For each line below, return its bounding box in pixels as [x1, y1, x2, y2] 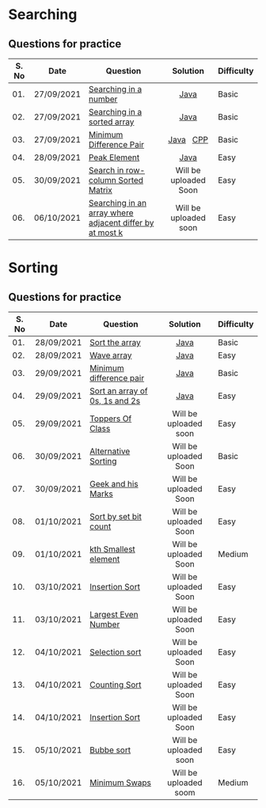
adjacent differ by [88, 218, 154, 228]
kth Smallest [89, 544, 136, 555]
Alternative [89, 446, 131, 457]
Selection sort [89, 647, 142, 658]
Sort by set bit [89, 511, 142, 522]
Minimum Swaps [89, 777, 152, 788]
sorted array [88, 116, 135, 127]
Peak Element [88, 152, 140, 163]
